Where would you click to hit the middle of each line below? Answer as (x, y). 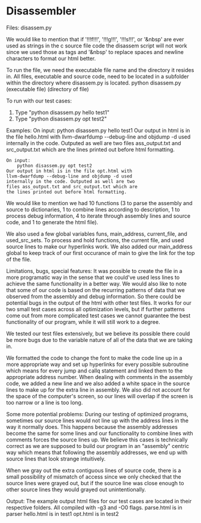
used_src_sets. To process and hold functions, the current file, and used (95, 240)
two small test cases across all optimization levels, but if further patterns (96, 309)
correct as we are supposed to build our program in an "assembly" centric (98, 446)
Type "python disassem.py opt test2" (61, 119)
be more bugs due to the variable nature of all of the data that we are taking (99, 339)
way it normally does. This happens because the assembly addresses (92, 426)
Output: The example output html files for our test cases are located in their (99, 501)
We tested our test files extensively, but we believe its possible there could (98, 333)
